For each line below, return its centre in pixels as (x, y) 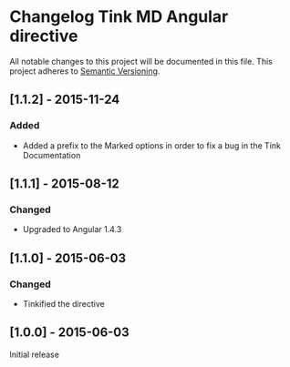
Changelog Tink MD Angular (119, 17)
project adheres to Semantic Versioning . (85, 71)
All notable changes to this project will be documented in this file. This (141, 61)
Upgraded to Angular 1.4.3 (72, 229)
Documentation (52, 155)
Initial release (34, 354)
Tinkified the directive (63, 304)
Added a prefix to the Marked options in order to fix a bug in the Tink (151, 145)
